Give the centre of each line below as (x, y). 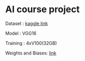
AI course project (42, 9)
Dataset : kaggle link (27, 23)
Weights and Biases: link (31, 53)
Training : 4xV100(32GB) (31, 43)
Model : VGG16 (21, 33)
